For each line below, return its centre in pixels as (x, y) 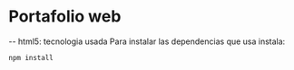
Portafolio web (65, 17)
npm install (31, 57)
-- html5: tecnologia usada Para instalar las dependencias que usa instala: (147, 41)
